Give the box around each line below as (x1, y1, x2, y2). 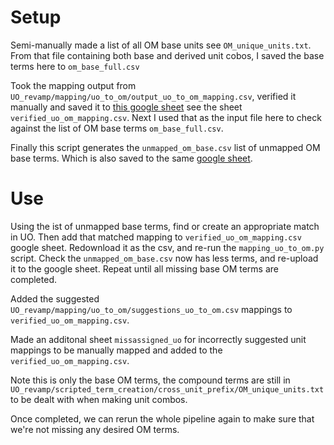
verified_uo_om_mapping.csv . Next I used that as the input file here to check (10, 111, 322, 123)
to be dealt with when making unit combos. (10, 393, 188, 405)
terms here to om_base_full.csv (10, 60, 140, 72)
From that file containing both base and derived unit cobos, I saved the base (10, 49, 325, 61)
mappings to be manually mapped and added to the (10, 344, 223, 356)
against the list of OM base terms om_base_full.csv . (10, 122, 224, 134)
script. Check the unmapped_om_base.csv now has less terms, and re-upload (10, 252, 319, 264)
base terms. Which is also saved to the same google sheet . (10, 152, 253, 164)
